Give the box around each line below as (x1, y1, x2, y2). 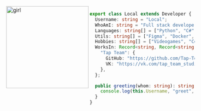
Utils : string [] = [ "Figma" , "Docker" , (95, 33, 194, 39)
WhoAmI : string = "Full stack (95, 22, 170, 28)
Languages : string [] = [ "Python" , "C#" (95, 27, 194, 33)
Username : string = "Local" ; (95, 16, 167, 23)
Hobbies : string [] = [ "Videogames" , (95, 39, 187, 45)
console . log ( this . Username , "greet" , (100, 88, 194, 94)
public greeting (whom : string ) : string (95, 83, 194, 89)
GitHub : (105, 55, 125, 61)
